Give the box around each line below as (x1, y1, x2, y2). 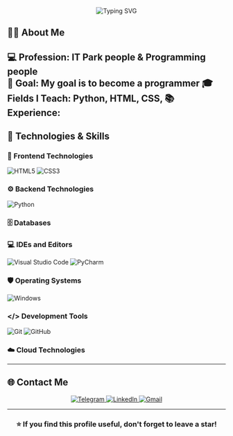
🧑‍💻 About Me (7, 27, 65, 39)
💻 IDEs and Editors (7, 240, 73, 249)
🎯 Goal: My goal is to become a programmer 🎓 (7, 77, 214, 89)
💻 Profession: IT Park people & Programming (7, 51, 206, 63)
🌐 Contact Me (7, 376, 69, 388)
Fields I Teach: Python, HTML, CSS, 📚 (7, 92, 175, 104)
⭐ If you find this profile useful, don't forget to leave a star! (16, 419, 217, 429)
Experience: (7, 107, 61, 119)
